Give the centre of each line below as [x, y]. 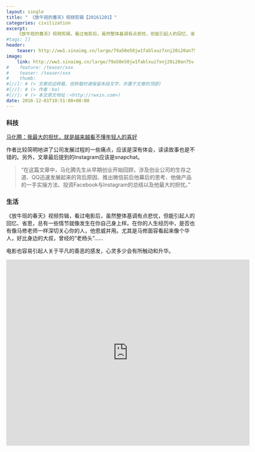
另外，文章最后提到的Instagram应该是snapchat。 [82, 157]
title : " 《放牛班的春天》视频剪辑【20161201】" [62, 17]
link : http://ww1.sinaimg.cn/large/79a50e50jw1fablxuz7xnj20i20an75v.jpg [111, 62]
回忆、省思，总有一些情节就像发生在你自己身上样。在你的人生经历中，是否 [98, 223]
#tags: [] [19, 39]
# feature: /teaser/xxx [40, 67]
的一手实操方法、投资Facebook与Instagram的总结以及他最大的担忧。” [105, 184]
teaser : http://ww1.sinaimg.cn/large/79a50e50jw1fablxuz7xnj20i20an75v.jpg [114, 51]
